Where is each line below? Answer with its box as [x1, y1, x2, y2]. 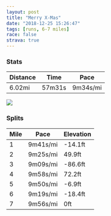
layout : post [6, 9, 40, 15]
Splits [6, 114, 24, 123]
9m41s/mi [28, 140, 58, 148]
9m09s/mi [28, 160, 58, 168]
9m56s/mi [28, 200, 58, 208]
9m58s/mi [28, 170, 58, 178]
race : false [6, 32, 37, 38]
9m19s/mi [28, 190, 58, 198]
